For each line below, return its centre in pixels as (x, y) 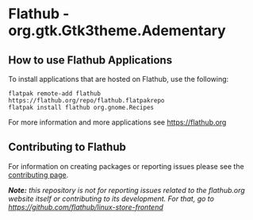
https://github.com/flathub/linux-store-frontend (86, 206)
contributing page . (38, 175)
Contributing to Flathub (67, 147)
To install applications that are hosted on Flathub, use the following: (119, 79)
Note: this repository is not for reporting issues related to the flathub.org (127, 190)
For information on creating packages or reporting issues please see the (126, 166)
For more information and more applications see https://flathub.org (117, 122)
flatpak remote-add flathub (55, 94)
